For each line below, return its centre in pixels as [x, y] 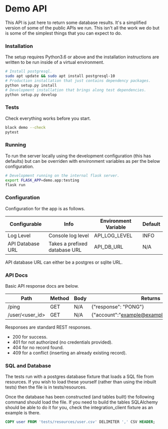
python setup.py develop [31, 95]
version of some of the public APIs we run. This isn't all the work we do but [82, 27]
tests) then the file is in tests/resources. [46, 387]
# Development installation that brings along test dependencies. [76, 90]
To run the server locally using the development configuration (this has [78, 156]
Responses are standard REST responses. [48, 327]
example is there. [23, 413]
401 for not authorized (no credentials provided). [62, 342]
